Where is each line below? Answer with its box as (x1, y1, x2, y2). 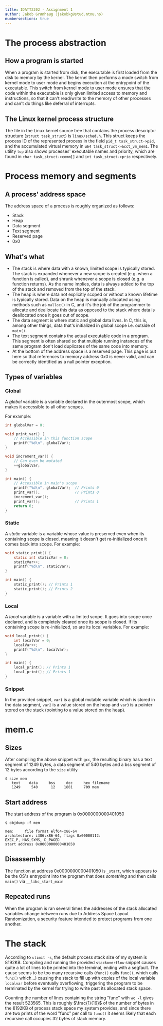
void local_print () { (5, 634, 49, 639)
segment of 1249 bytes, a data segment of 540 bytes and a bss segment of (5, 762, 156, 767)
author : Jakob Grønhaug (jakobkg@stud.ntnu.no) (5, 12, 104, 17)
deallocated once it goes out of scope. (12, 312, 90, 318)
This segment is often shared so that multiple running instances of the (12, 338, 153, 344)
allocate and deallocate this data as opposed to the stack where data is (12, 307, 155, 313)
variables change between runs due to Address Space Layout (5, 910, 129, 916)
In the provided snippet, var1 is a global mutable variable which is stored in (5, 697, 155, 703)
